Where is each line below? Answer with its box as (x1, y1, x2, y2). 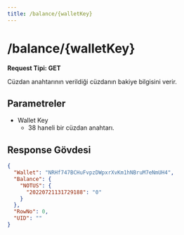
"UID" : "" (13, 215, 42, 222)
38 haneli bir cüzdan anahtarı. (27, 123, 114, 132)
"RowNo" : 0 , (13, 208, 49, 215)
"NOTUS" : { (20, 182, 52, 189)
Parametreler (7, 98, 66, 109)
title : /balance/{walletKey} (7, 10, 93, 18)
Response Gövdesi (7, 144, 91, 156)
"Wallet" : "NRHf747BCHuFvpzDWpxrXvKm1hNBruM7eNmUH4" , (13, 169, 174, 176)
